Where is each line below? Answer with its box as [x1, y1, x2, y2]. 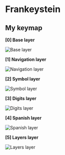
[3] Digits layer [5, 96, 36, 101]
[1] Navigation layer [5, 56, 46, 62]
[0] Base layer [5, 37, 35, 43]
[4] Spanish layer [5, 115, 41, 121]
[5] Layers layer [5, 134, 38, 140]
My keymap [5, 24, 42, 32]
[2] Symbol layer [5, 76, 40, 82]
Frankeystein [5, 4, 61, 15]
